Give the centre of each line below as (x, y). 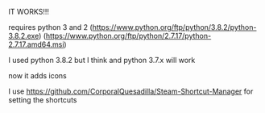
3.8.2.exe (24, 36)
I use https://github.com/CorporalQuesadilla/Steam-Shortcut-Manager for (131, 91)
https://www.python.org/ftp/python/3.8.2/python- (174, 27)
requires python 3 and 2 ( (50, 27)
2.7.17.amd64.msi (36, 44)
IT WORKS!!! (29, 12)
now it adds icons (37, 75)
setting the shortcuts (43, 100)
